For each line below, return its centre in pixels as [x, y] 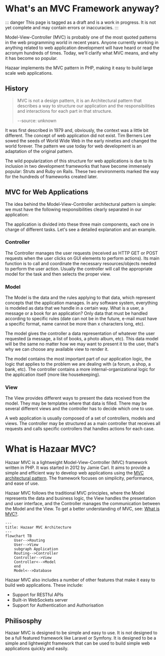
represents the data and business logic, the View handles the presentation [81, 498]
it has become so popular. [32, 58]
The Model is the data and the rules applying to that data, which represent [80, 298]
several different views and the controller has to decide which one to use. [80, 409]
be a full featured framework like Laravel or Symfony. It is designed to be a [81, 638]
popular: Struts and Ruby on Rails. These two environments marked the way [82, 171]
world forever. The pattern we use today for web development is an [73, 146]
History [17, 89]
